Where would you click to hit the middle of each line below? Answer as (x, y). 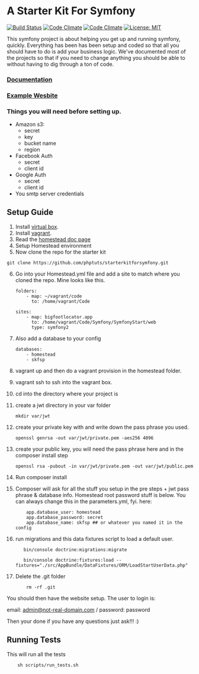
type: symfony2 (50, 327)
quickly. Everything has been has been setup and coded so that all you (93, 45)
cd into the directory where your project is (67, 394)
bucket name (40, 143)
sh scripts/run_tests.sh (48, 665)
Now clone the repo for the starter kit (60, 252)
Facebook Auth (34, 156)
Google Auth (31, 175)
